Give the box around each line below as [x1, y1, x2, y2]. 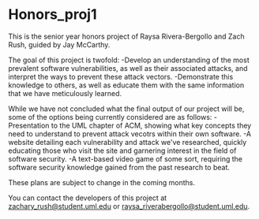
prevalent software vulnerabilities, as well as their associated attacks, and [8, 63, 248, 72]
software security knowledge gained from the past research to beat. [8, 162, 231, 172]
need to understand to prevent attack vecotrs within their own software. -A [8, 128, 251, 139]
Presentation [8, 121, 50, 130]
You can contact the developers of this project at [8, 193, 167, 202]
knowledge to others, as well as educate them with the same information [8, 80, 245, 90]
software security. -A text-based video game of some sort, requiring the [8, 154, 243, 163]
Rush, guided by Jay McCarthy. [8, 39, 111, 49]
